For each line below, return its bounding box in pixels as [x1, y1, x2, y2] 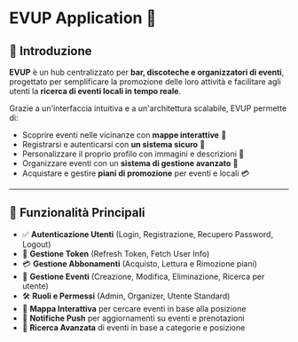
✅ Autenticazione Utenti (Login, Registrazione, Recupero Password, [21, 228, 273, 239]
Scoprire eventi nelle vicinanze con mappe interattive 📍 [21, 130, 227, 140]
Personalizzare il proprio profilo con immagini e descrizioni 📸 [21, 148, 245, 159]
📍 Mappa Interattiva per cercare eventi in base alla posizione [21, 303, 247, 314]
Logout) [21, 239, 51, 250]
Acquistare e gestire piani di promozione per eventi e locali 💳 [21, 168, 250, 179]
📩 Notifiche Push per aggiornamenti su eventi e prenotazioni [21, 313, 246, 323]
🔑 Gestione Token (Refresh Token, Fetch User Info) [21, 248, 210, 258]
